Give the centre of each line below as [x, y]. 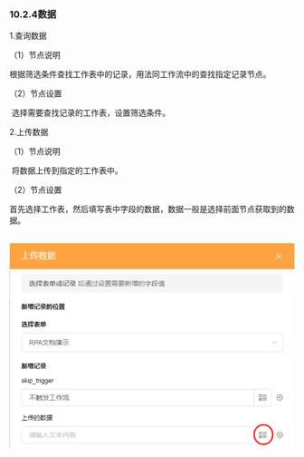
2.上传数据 [29, 132]
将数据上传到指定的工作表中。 [67, 170]
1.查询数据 [28, 36]
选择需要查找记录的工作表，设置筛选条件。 [90, 113]
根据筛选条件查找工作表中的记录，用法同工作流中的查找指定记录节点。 [140, 74]
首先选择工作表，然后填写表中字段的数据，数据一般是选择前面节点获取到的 [148, 209]
